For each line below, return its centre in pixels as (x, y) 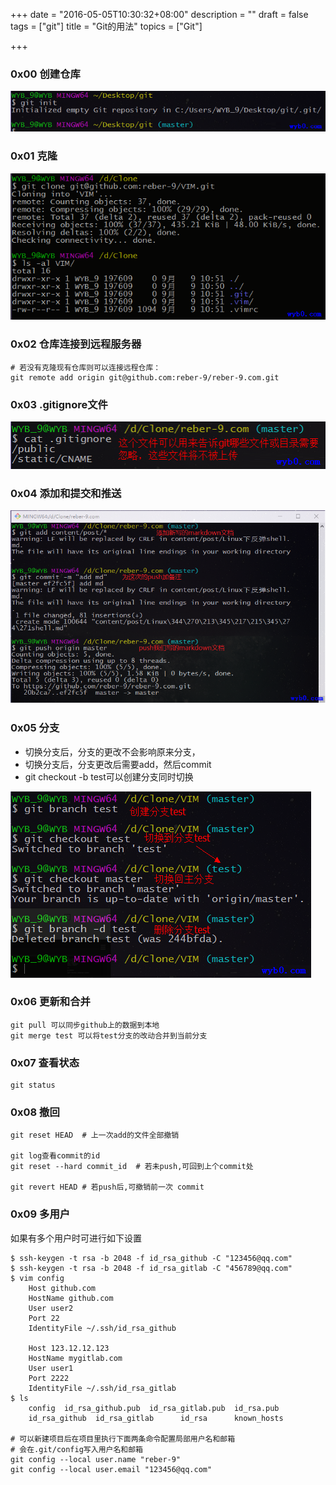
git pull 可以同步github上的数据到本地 (85, 1025)
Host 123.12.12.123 (69, 1348)
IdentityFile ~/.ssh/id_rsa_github (102, 1328)
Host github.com (62, 1288)
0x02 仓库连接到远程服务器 (76, 344)
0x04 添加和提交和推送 (66, 493)
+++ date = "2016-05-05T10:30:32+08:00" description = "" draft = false (159, 14)
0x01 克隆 (34, 156)
